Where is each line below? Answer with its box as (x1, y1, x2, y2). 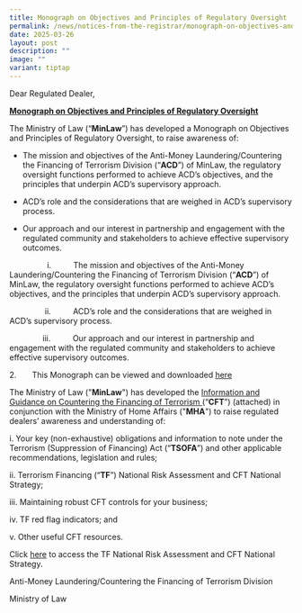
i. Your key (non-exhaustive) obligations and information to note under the (9, 433, 283, 444)
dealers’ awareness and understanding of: (9, 415, 166, 426)
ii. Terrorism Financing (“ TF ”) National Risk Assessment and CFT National (9, 469, 281, 480)
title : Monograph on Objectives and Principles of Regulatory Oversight (9, 13, 288, 23)
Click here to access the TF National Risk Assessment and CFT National (9, 548, 276, 559)
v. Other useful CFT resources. (9, 531, 124, 542)
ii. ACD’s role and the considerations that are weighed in (44, 305, 272, 316)
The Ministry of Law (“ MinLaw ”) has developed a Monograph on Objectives (9, 122, 289, 133)
